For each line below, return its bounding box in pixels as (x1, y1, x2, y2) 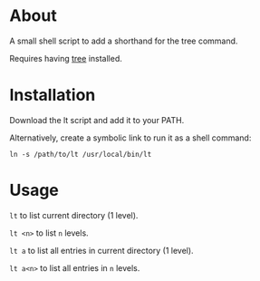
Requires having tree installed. (9, 53, 122, 63)
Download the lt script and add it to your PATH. (9, 114, 185, 125)
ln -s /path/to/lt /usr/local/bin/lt (9, 150, 152, 159)
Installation (9, 85, 96, 105)
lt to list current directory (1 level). (9, 209, 139, 220)
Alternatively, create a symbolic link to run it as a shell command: (9, 132, 252, 143)
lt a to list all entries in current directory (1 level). (9, 245, 194, 256)
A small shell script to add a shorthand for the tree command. (9, 35, 238, 46)
